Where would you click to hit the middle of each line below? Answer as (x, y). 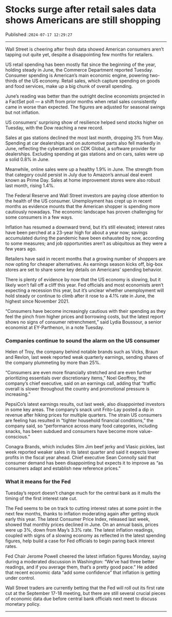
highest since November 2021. (38, 301)
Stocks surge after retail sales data (81, 9)
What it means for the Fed (38, 482)
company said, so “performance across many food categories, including (81, 426)
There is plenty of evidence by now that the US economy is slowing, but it (83, 279)
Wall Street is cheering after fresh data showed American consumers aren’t (84, 49)
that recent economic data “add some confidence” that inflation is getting (83, 572)
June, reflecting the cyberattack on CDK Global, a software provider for (81, 148)
